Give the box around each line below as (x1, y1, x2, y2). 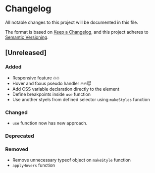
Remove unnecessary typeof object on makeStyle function (12, 157, 131, 163)
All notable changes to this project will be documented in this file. (5, 19, 139, 25)
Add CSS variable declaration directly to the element (12, 86, 120, 92)
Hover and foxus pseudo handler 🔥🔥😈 (12, 80, 92, 86)
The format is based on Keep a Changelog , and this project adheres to (5, 29, 149, 35)
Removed (5, 146, 29, 153)
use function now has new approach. (12, 120, 88, 126)
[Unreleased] (5, 49, 47, 57)
